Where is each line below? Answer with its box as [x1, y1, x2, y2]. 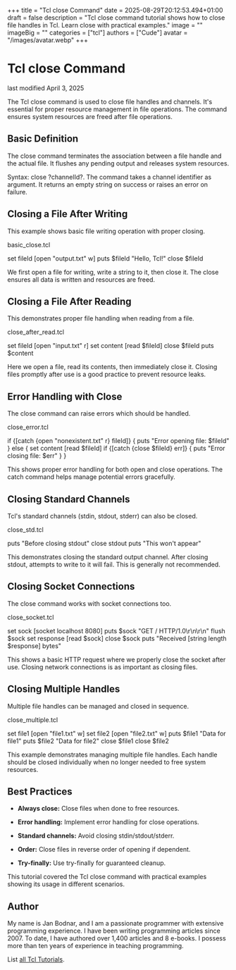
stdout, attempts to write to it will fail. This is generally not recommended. [7, 560, 221, 568]
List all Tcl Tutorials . [7, 955, 65, 964]
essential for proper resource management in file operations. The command [7, 105, 228, 113]
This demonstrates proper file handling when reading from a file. [7, 314, 195, 323]
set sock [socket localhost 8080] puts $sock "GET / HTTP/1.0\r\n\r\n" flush [7, 626, 225, 635]
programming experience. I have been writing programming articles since [7, 926, 221, 935]
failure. [7, 187, 28, 196]
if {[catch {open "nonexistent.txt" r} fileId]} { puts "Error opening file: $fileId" [7, 437, 230, 445]
